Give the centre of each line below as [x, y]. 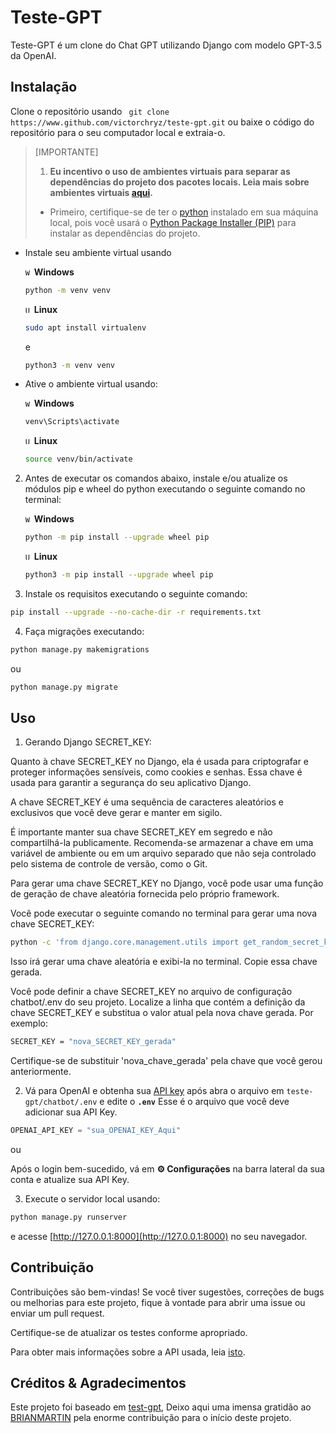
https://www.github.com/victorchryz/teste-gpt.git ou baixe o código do [162, 122]
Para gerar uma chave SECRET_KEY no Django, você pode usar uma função [167, 883]
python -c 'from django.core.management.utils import [125, 942]
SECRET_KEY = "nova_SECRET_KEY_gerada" [93, 1042]
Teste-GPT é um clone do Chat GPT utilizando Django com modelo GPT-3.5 [166, 45]
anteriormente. [41, 1072]
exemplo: [29, 1023]
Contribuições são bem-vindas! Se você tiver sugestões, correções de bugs [167, 1292]
